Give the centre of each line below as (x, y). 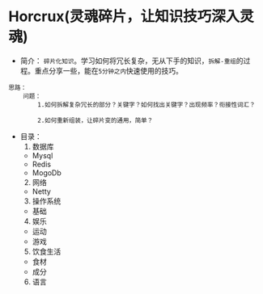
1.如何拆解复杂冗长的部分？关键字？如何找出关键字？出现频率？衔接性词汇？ (146, 105)
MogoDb (47, 172)
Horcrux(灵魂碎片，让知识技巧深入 (124, 17)
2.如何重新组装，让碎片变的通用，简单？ (95, 120)
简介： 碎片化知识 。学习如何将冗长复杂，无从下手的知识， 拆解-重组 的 (131, 61)
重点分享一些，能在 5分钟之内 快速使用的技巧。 (109, 70)
